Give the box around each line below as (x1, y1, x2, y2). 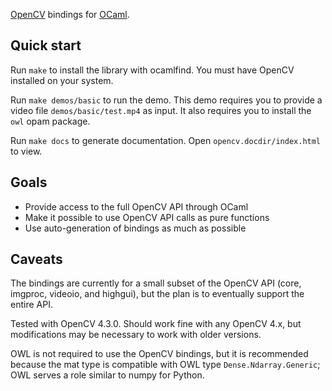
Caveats (10, 251, 63, 268)
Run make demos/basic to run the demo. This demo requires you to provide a (10, 94, 323, 106)
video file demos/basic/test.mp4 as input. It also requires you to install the (10, 104, 312, 116)
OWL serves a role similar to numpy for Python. (10, 369, 205, 381)
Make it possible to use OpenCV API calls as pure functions (24, 211, 270, 223)
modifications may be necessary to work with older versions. (10, 329, 262, 341)
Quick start (10, 37, 82, 54)
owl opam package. (10, 115, 91, 127)
